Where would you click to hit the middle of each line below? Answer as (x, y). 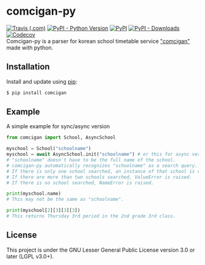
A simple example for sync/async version (58, 126)
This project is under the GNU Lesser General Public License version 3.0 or (101, 250)
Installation (28, 67)
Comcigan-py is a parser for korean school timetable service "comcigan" (98, 41)
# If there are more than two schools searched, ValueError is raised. (99, 177)
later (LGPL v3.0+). (30, 256)
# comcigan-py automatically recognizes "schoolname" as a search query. (102, 165)
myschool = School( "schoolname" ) (49, 149)
